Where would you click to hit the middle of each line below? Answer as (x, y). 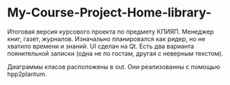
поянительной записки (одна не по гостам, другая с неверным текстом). (115, 53)
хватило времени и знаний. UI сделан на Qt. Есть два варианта (101, 46)
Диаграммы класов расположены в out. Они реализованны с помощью (114, 66)
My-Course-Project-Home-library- (109, 13)
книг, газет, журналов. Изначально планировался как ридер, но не (106, 38)
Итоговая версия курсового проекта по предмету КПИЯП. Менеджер (110, 32)
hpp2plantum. (27, 74)
